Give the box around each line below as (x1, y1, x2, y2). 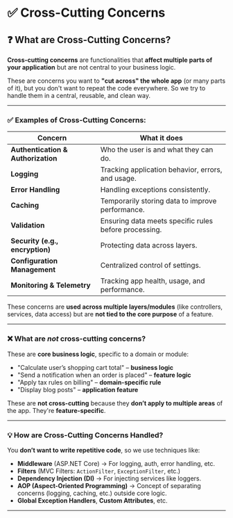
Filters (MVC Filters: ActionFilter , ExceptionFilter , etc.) (17, 467, 181, 475)
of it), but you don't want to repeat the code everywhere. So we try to (7, 84, 206, 92)
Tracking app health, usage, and (100, 276, 205, 286)
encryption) (10, 245, 51, 254)
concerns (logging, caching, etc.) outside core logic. (17, 489, 168, 497)
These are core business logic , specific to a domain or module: (7, 350, 189, 358)
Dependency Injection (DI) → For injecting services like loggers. (17, 474, 202, 483)
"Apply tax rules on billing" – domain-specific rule (17, 378, 162, 387)
